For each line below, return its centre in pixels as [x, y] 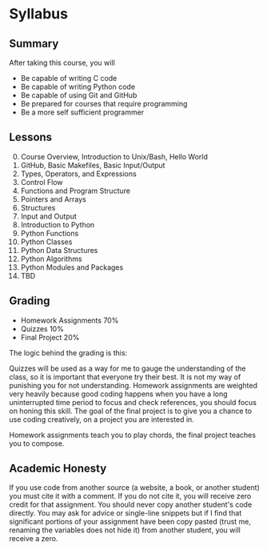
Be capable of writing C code [69, 78]
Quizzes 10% [42, 328]
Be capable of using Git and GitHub [79, 95]
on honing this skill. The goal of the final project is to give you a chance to [131, 411]
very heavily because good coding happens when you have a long [118, 394]
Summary [34, 44]
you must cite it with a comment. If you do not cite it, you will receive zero [130, 496]
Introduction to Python [58, 224]
